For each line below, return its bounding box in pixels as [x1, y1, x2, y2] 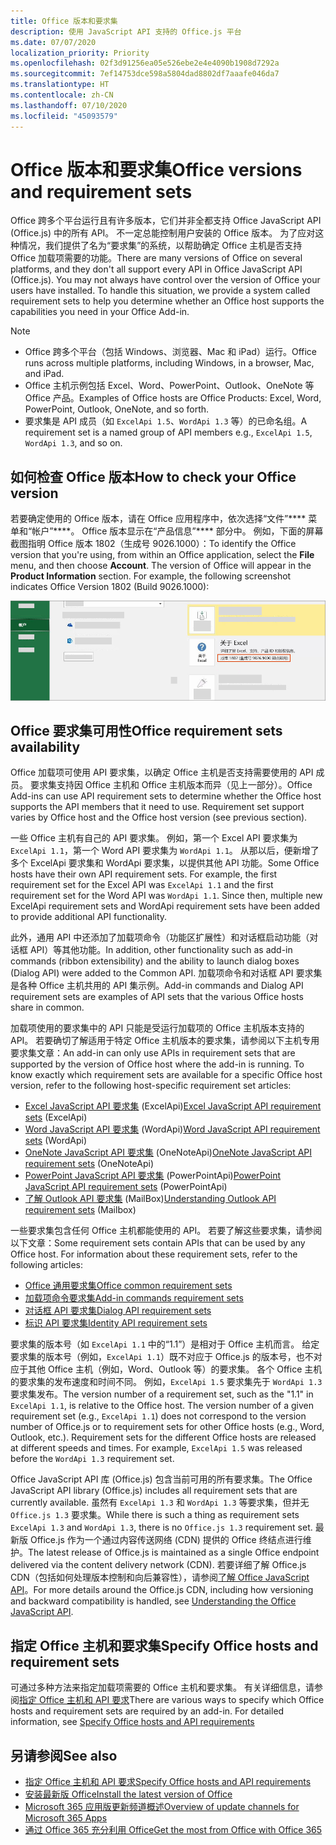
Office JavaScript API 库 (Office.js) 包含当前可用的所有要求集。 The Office [10, 1473, 313, 1485]
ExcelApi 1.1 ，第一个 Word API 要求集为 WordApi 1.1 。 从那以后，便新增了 [10, 845, 320, 857]
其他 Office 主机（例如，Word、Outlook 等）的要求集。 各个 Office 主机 [27, 1363, 323, 1375]
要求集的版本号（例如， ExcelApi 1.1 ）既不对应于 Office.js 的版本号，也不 [10, 1351, 314, 1363]
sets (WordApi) [24, 1135, 88, 1147]
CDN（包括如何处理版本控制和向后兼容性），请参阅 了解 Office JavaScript [10, 1571, 310, 1584]
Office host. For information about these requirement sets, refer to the [10, 1248, 298, 1260]
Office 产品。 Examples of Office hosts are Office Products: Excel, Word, [24, 392, 322, 404]
